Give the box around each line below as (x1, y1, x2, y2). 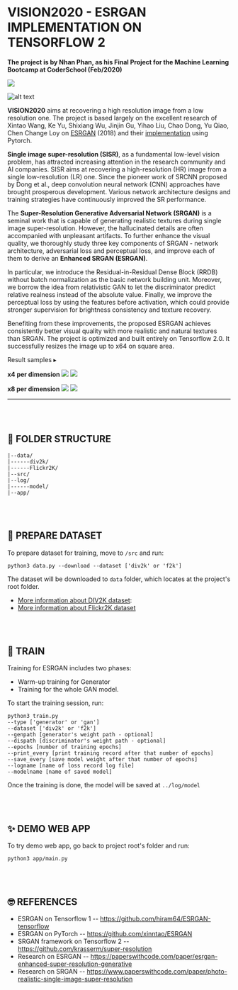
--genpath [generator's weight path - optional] (7, 731, 154, 738)
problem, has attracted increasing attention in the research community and (7, 157, 226, 166)
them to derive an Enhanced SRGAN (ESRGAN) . (7, 254, 148, 262)
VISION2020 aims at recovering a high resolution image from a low (7, 106, 204, 114)
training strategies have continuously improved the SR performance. (7, 195, 207, 203)
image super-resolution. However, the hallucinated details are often (7, 224, 203, 232)
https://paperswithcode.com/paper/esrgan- (90, 952, 218, 960)
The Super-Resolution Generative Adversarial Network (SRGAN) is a (7, 208, 212, 217)
